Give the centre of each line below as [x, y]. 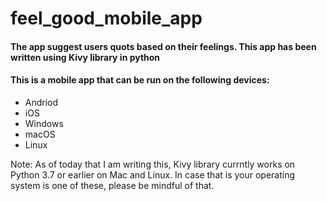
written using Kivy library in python [85, 57]
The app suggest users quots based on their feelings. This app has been [163, 46]
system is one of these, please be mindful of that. [112, 185]
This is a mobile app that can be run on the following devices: [140, 80]
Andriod [41, 102]
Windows [44, 123]
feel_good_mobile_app [106, 18]
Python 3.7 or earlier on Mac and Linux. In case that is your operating [153, 174]
